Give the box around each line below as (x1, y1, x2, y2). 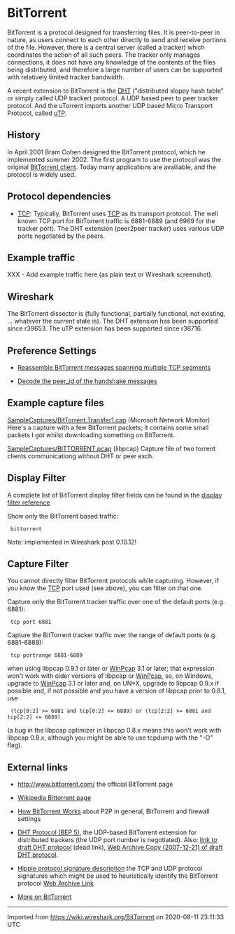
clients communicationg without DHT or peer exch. (7, 451, 154, 460)
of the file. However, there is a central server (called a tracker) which (7, 43, 205, 51)
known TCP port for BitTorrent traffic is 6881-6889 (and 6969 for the (17, 216, 215, 225)
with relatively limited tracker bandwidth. (7, 72, 124, 81)
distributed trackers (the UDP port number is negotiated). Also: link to (17, 836, 218, 844)
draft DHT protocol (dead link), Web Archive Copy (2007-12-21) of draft (17, 843, 223, 852)
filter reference (7, 498, 50, 507)
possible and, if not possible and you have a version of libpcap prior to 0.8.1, (7, 686, 227, 695)
